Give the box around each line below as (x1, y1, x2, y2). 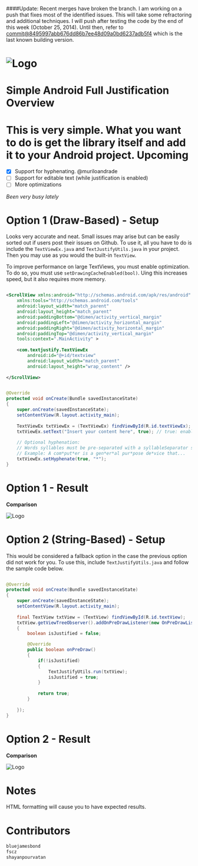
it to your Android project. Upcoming (6, 148, 189, 161)
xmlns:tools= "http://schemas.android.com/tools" (16, 298, 138, 304)
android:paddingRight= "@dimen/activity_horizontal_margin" (16, 325, 165, 331)
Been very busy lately (6, 193, 59, 200)
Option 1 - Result (6, 481, 88, 494)
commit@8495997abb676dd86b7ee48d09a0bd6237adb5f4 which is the (6, 30, 183, 37)
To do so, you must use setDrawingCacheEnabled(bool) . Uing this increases (6, 269, 187, 276)
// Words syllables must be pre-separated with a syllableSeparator (16, 445, 189, 451)
